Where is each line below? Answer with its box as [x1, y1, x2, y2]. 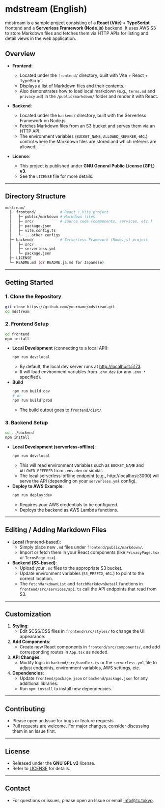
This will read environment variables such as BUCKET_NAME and [19, 462, 144, 468]
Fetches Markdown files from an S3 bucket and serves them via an [19, 123, 155, 129]
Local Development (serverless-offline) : [12, 444, 96, 450]
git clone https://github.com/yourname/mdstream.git [5, 304, 115, 309]
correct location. [19, 575, 53, 582]
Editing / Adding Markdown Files [5, 526, 107, 534]
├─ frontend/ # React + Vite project [9, 210, 109, 215]
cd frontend [5, 331, 29, 337]
